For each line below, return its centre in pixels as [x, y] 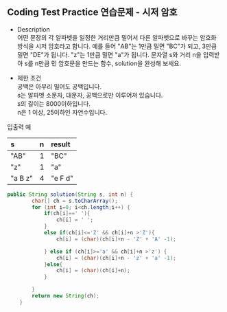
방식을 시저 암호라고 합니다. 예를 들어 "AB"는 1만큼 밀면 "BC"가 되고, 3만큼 [117, 46]
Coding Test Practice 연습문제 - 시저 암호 [92, 12]
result [61, 144]
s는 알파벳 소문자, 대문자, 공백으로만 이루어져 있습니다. [90, 95]
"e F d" [62, 178]
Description [33, 29]
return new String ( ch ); [65, 296]
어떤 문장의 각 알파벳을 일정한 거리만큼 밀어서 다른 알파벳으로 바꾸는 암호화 [117, 37]
